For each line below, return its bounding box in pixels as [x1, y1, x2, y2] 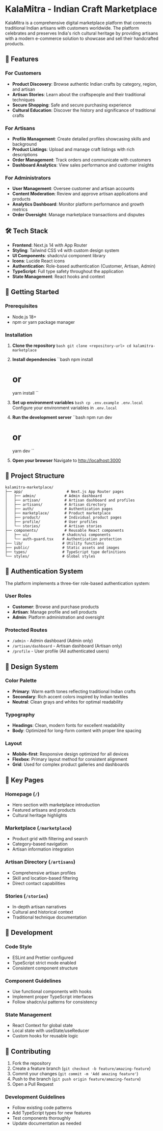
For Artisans [5, 125, 35, 132]
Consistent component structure [12, 965, 78, 971]
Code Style [5, 943, 32, 950]
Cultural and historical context [12, 909, 74, 915]
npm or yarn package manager [12, 319, 75, 325]
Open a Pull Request [12, 1081, 54, 1087]
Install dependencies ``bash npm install [12, 356, 93, 363]
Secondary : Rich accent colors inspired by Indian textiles [12, 693, 129, 699]
